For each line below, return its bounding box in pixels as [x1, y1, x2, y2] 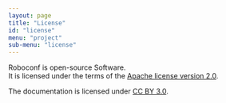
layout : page [8, 11, 52, 20]
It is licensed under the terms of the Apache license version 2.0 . [8, 71, 219, 81]
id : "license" [8, 26, 56, 34]
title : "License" [8, 19, 66, 27]
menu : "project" [8, 33, 62, 42]
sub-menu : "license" [8, 41, 77, 49]
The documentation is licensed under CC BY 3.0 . [8, 86, 169, 96]
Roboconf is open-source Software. [8, 63, 126, 72]
